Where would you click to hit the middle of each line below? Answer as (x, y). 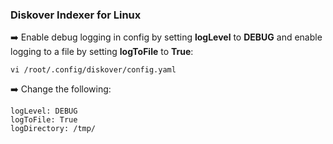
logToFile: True (44, 120)
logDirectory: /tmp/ (53, 129)
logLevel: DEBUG (44, 111)
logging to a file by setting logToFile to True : (102, 52)
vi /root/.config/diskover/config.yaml (93, 70)
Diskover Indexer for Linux (76, 15)
